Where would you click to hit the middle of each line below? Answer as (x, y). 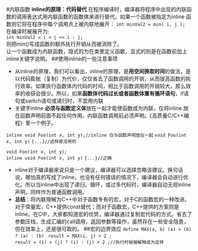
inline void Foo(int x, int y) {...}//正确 (59, 158)
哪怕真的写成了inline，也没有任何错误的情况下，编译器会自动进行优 (107, 177)
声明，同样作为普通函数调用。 (51, 192)
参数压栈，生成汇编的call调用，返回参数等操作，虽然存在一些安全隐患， (102, 221)
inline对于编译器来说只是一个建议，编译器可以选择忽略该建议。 (91, 170)
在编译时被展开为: (28, 31)
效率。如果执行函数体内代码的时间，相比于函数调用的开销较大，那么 (103, 86)
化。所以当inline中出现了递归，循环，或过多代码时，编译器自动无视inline (103, 185)
